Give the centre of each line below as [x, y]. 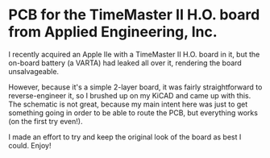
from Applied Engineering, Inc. [113, 32]
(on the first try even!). [46, 121]
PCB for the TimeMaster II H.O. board [134, 15]
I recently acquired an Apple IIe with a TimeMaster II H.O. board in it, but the [134, 54]
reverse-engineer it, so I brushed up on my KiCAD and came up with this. [130, 95]
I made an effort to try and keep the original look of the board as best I [125, 137]
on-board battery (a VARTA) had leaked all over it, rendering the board [125, 63]
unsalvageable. [33, 71]
